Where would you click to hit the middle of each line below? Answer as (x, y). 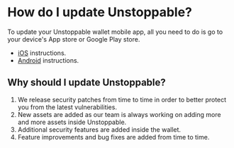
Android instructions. (48, 60)
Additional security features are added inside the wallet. (99, 129)
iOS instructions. (42, 53)
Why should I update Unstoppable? (87, 83)
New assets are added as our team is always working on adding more (119, 114)
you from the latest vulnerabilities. (67, 107)
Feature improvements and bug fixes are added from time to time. (113, 137)
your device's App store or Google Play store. (74, 39)
